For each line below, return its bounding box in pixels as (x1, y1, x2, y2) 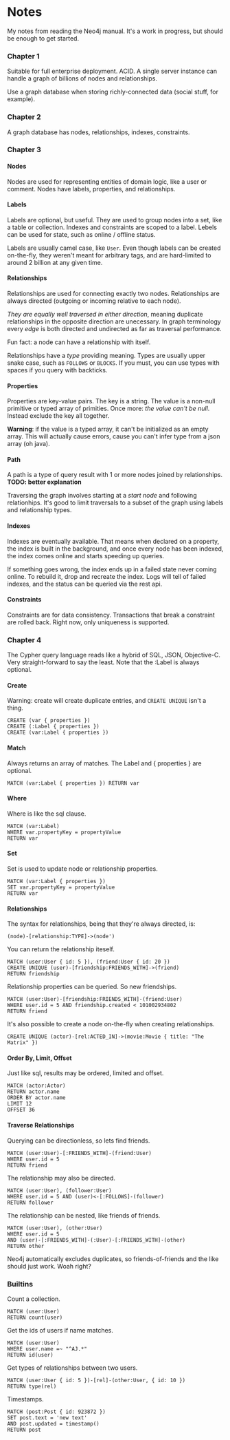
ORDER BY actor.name (7, 1094, 67, 1101)
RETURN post (7, 1426, 41, 1433)
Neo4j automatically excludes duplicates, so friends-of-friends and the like (7, 1254, 219, 1263)
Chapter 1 (7, 51, 40, 61)
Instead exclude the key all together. (7, 412, 110, 420)
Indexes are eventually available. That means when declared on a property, (7, 537, 220, 545)
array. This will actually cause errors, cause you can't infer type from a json (7, 432, 221, 441)
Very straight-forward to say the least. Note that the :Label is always (7, 658, 200, 666)
